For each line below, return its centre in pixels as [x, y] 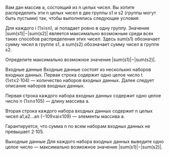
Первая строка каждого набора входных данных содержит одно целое [83, 96]
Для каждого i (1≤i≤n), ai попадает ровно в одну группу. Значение [77, 28]
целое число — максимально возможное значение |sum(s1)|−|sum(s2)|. [84, 147]
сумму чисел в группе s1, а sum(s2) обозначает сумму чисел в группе [82, 44]
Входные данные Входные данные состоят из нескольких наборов [78, 69]
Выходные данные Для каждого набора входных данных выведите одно [85, 141]
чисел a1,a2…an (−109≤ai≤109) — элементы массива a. [65, 116]
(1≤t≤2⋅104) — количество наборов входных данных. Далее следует [80, 80]
